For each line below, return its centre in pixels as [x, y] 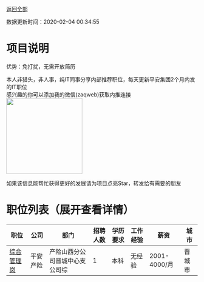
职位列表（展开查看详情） [70, 210]
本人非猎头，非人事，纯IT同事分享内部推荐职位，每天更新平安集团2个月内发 [101, 79]
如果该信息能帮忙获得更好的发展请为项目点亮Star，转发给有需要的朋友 [94, 183]
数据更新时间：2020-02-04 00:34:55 [53, 22]
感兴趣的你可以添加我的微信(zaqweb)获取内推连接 [69, 94]
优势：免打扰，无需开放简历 [41, 66]
